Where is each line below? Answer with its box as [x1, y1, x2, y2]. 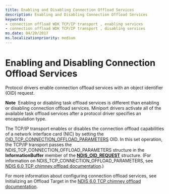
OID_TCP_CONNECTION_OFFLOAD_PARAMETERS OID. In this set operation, [5, 136, 162, 142]
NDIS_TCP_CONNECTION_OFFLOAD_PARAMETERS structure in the [5, 147, 145, 153]
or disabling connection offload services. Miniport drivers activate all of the [5, 105, 161, 111]
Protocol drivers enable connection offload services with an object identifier [5, 84, 163, 91]
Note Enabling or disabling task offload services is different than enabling [5, 99, 159, 106]
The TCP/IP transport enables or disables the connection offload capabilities [5, 125, 164, 132]
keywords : [5, 17, 26, 22]
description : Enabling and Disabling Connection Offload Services [5, 12, 148, 17]
